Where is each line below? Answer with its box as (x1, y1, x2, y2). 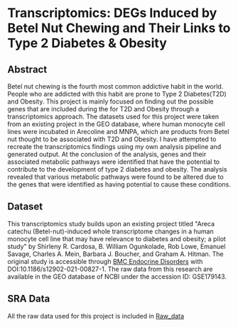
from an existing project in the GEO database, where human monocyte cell (7, 120, 225, 128)
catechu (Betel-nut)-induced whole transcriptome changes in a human (7, 227, 215, 235)
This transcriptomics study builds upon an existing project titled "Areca (7, 219, 215, 228)
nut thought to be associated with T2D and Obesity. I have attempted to (7, 135, 217, 143)
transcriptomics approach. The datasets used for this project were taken (7, 112, 220, 121)
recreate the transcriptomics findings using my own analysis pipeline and (7, 143, 222, 150)
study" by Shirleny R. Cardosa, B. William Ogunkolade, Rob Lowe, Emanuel (7, 242, 226, 250)
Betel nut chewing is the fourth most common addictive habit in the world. (7, 82, 224, 90)
